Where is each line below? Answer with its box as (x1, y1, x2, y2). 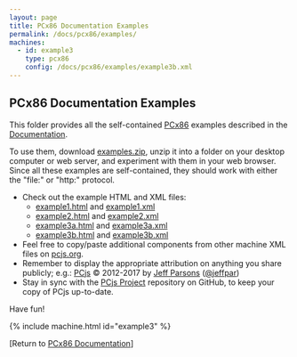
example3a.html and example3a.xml (35, 220, 168, 231)
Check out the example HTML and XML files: (21, 191, 187, 202)
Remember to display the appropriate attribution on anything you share (21, 257, 282, 268)
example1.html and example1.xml (35, 201, 156, 212)
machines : (9, 37, 46, 47)
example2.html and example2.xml (35, 210, 159, 221)
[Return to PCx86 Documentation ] (9, 337, 134, 348)
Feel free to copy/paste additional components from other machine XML (21, 239, 286, 249)
